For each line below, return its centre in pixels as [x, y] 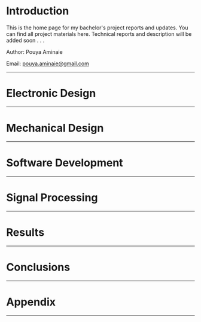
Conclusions [38, 267]
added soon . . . [25, 40]
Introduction [38, 11]
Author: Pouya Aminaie [34, 51]
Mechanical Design [55, 128]
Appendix [31, 302]
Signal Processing [52, 197]
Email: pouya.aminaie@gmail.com [48, 63]
